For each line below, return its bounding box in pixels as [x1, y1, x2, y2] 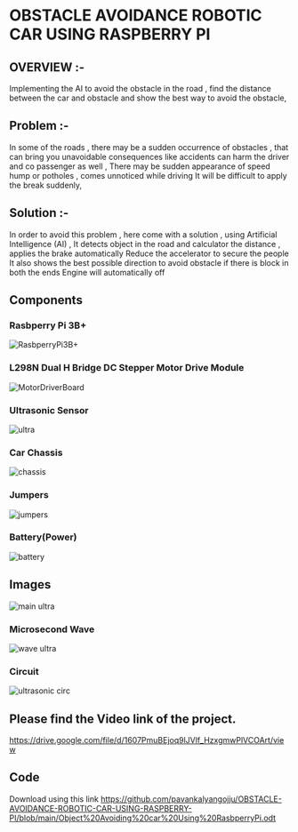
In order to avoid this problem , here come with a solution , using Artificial [9, 228, 278, 240]
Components [9, 292, 83, 308]
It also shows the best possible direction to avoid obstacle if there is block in [9, 257, 289, 268]
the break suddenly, [9, 180, 83, 190]
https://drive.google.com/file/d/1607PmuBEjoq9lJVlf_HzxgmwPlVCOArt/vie [9, 735, 285, 746]
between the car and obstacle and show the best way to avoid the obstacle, [9, 92, 287, 103]
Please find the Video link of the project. [9, 711, 237, 726]
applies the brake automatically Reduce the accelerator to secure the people [9, 248, 289, 259]
